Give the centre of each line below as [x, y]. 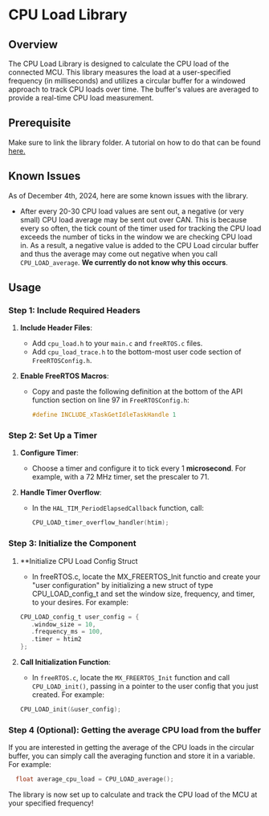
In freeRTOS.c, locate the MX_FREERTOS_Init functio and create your [146, 577]
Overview [33, 45]
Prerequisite [40, 123]
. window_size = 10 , [63, 624]
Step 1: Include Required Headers [74, 310]
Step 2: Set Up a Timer [53, 435]
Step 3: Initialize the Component [72, 544]
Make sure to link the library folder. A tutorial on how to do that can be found [134, 142]
